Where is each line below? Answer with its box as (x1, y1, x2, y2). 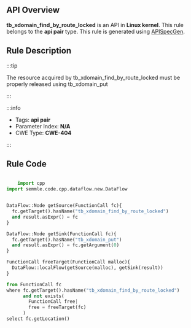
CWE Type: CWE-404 (15, 129, 72, 136)
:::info (6, 104, 21, 111)
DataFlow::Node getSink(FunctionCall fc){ (6, 230, 117, 237)
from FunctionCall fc (6, 281, 62, 287)
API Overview (6, 5, 60, 15)
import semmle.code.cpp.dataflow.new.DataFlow (6, 186, 128, 192)
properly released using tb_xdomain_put (6, 80, 109, 88)
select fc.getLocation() (6, 316, 70, 322)
